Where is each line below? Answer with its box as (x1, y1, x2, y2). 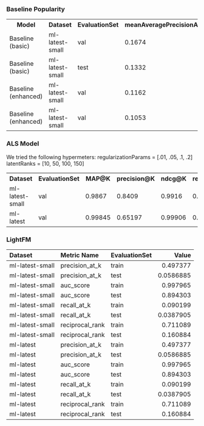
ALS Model (6, 140, 39, 148)
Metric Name (60, 250, 99, 259)
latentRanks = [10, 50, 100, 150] (6, 160, 84, 167)
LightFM (6, 235, 32, 244)
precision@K (116, 174, 155, 183)
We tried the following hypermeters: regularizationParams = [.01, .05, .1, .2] (6, 153, 193, 160)
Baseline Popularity (6, 5, 66, 13)
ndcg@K (160, 174, 187, 183)
